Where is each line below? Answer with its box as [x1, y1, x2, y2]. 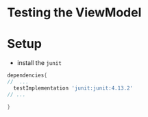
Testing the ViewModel [7, 5, 142, 21]
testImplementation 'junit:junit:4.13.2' [13, 84, 134, 92]
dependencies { [7, 72, 48, 79]
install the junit [16, 59, 62, 67]
